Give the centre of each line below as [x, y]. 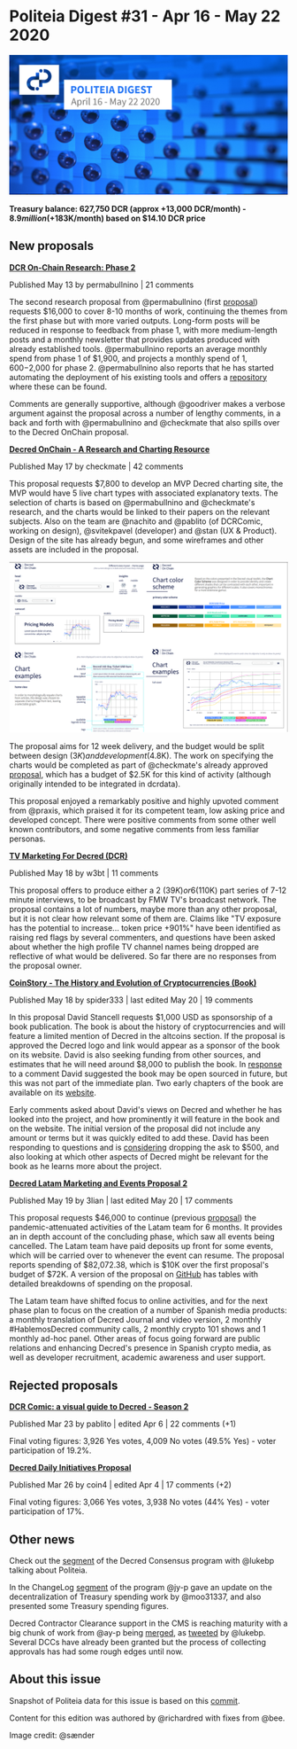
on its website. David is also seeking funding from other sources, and [135, 1055]
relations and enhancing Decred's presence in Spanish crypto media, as [140, 1348]
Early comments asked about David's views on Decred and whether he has [146, 1110]
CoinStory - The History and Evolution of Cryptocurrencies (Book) [133, 983]
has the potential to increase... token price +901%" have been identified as [145, 928]
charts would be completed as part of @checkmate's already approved [139, 765]
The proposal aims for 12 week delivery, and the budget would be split [137, 746]
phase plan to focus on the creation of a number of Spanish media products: [148, 1310]
